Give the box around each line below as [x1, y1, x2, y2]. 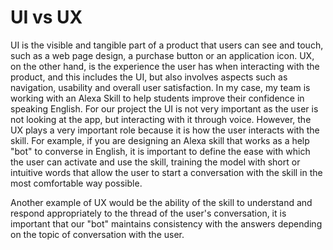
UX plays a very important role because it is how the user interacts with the [10, 124, 320, 136]
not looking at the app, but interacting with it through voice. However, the [10, 113, 312, 125]
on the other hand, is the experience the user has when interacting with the [10, 60, 320, 72]
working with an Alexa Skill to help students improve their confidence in [10, 92, 305, 104]
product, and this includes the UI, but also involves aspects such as [10, 71, 288, 83]
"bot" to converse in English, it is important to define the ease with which [10, 145, 311, 157]
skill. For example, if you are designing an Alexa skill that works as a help [10, 134, 310, 146]
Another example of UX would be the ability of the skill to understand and [10, 196, 313, 208]
